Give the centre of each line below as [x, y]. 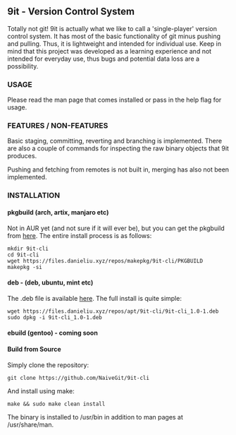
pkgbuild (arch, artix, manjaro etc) [58, 212]
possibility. [23, 66]
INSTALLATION [34, 196]
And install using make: [41, 391]
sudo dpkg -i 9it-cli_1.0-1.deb [55, 317]
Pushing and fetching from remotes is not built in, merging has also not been [118, 169]
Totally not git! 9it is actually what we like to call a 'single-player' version [112, 28]
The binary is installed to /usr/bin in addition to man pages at [95, 417]
